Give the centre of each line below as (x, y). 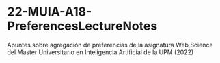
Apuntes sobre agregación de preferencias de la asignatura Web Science (110, 45)
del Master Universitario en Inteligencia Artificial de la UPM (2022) (100, 52)
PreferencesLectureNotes (82, 26)
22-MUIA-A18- (50, 12)
